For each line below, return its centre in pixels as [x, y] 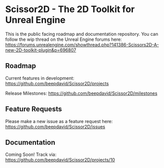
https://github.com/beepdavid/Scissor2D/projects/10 [60, 160]
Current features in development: [40, 78]
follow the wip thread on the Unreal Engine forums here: [64, 39]
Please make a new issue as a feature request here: [59, 121]
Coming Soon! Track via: [31, 154]
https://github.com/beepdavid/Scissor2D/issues [55, 127]
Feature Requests [34, 109]
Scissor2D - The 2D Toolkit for [70, 9]
